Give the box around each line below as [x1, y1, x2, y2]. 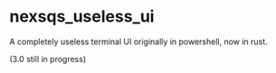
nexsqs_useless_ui [9, 6, 155, 27]
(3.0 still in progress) [9, 53, 87, 64]
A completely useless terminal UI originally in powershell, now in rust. [9, 36, 269, 47]
